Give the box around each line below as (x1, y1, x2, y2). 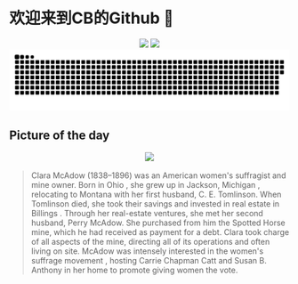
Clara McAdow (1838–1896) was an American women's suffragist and (30, 170, 286, 181)
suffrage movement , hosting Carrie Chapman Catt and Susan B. (30, 255, 267, 265)
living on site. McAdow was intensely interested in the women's (30, 246, 264, 256)
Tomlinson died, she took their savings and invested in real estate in (30, 198, 280, 209)
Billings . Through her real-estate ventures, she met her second (30, 207, 264, 218)
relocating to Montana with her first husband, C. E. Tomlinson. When (30, 189, 282, 199)
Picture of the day (9, 128, 110, 143)
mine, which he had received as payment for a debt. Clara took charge (30, 226, 290, 237)
